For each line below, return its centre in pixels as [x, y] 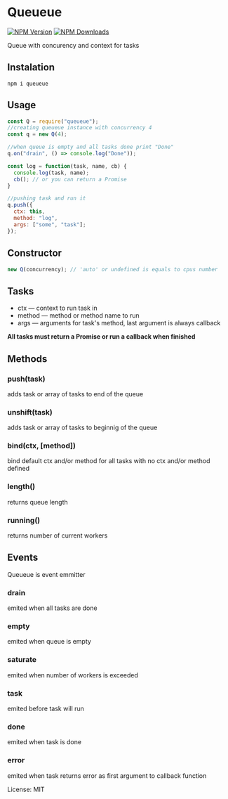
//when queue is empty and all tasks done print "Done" [90, 147]
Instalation [31, 67]
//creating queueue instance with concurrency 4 [80, 128]
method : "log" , [36, 219]
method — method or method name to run [78, 316]
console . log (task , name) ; [52, 173]
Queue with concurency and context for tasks [73, 45]
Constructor [34, 253]
